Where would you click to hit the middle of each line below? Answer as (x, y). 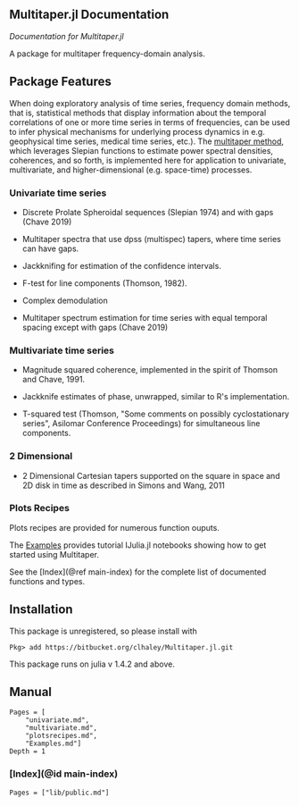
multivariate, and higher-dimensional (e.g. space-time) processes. (131, 170)
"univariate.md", (58, 720)
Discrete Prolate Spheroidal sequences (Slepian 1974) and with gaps (148, 212)
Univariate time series (58, 193)
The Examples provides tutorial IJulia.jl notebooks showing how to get (138, 545)
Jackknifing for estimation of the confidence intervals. (121, 265)
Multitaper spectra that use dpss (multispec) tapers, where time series (151, 239)
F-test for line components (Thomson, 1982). (104, 283)
